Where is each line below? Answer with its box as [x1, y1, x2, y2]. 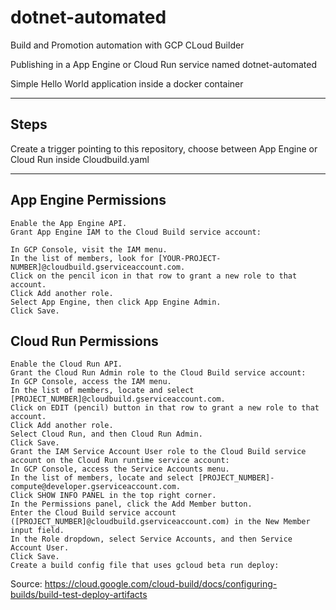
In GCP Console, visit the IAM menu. [10, 244, 168, 255]
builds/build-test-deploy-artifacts [10, 589, 148, 601]
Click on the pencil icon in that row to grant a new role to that [10, 271, 298, 281]
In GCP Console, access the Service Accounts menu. [10, 464, 230, 475]
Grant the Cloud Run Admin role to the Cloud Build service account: [10, 368, 307, 378]
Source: [10, 578, 43, 590]
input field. [10, 526, 65, 536]
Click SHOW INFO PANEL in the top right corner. [10, 491, 217, 501]
